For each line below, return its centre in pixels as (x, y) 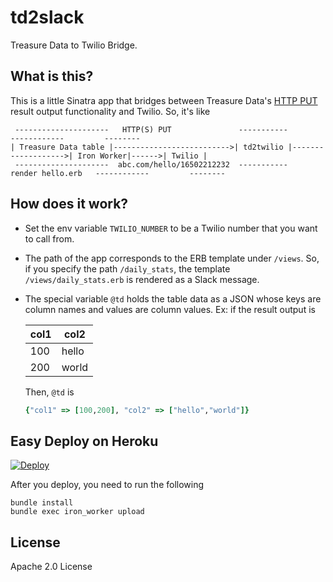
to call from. (49, 238)
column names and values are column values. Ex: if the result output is (170, 309)
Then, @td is (49, 392)
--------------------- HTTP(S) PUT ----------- (151, 129)
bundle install (42, 503)
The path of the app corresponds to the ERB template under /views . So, (172, 258)
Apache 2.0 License (51, 567)
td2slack (47, 17)
